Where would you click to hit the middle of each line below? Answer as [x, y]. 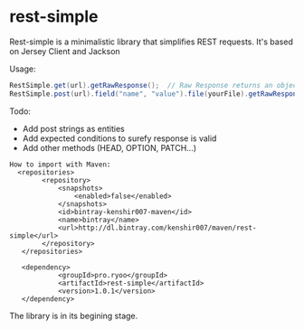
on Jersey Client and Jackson [65, 51]
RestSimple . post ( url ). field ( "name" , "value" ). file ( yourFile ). [129, 94]
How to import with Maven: [60, 165]
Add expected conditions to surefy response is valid [119, 138]
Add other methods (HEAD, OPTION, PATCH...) [109, 147]
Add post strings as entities [73, 128]
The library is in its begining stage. [74, 316]
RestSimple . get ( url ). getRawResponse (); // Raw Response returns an [141, 85]
